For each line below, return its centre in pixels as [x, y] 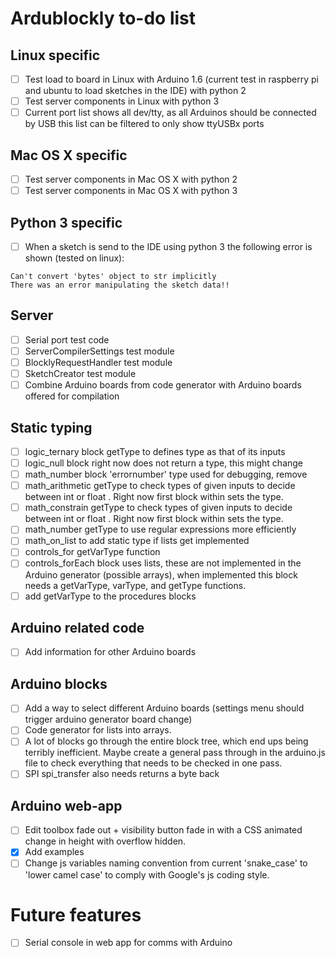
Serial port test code [67, 339]
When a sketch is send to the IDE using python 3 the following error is [168, 246]
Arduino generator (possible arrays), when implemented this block [161, 574]
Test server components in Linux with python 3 [122, 101]
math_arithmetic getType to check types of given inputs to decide [160, 486]
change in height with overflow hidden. [105, 841]
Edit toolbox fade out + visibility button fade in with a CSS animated [163, 830]
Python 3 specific [66, 222]
